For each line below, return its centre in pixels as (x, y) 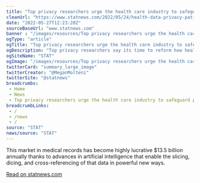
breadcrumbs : (22, 84)
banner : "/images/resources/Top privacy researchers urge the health (96, 34)
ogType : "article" (29, 39)
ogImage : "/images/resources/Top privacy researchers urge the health (96, 61)
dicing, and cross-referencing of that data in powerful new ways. (86, 163)
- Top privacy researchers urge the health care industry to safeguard (99, 100)
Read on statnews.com (34, 174)
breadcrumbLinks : (28, 105)
